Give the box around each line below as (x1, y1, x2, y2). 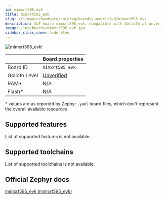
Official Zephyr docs (5, 175, 70, 184)
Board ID (7, 64, 28, 71)
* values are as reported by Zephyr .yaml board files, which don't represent (5, 101, 159, 106)
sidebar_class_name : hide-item (5, 30, 70, 35)
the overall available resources (5, 106, 68, 112)
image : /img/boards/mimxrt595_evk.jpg (5, 26, 85, 31)
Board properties (42, 55, 84, 62)
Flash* (7, 88, 24, 95)
